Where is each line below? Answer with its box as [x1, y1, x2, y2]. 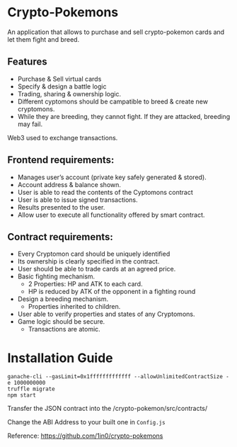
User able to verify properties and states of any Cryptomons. [17, 310, 195, 319]
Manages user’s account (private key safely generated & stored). [17, 173, 207, 181]
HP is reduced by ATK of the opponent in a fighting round [28, 288, 196, 296]
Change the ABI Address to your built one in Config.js [7, 418, 166, 426]
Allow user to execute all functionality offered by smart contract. [17, 210, 205, 219]
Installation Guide [7, 350, 113, 366]
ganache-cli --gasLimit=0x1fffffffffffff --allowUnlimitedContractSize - [7, 373, 230, 380]
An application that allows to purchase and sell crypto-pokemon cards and [7, 28, 225, 36]
